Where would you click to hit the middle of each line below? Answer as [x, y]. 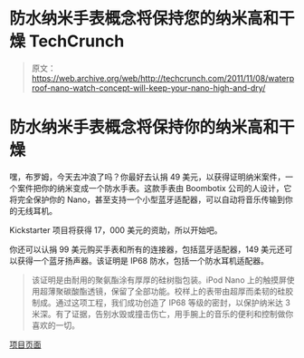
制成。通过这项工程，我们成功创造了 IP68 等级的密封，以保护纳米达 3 [161, 302]
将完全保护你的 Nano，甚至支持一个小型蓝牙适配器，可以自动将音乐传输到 [147, 199]
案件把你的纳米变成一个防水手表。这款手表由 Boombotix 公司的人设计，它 [154, 188]
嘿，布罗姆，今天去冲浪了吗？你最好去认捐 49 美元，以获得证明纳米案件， [147, 177]
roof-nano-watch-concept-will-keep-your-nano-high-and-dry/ [148, 88]
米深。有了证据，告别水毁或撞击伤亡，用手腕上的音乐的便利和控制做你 [162, 314]
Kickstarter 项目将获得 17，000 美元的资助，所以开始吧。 [116, 230]
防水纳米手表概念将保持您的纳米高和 [144, 19]
